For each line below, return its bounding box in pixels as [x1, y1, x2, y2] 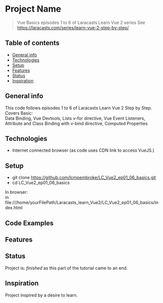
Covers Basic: [5, 110, 33, 116]
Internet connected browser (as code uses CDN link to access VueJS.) [12, 147, 155, 153]
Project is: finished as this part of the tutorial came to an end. [5, 265, 128, 271]
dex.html [5, 205, 23, 211]
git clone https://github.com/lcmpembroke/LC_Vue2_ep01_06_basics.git [12, 175, 156, 181]
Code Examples [5, 219, 54, 227]
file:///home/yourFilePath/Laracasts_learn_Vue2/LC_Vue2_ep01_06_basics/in [5, 200, 159, 205]
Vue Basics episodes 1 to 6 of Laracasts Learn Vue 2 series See [17, 20, 145, 25]
